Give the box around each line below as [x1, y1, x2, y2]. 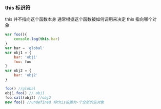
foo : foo [14, 59, 32, 64]
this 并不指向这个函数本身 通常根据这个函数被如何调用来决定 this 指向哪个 [5, 16, 153, 22]
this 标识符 [5, 4, 31, 11]
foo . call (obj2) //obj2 [5, 95, 51, 100]
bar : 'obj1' [14, 54, 38, 59]
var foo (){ [5, 32, 27, 37]
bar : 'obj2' [14, 73, 38, 78]
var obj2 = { [5, 68, 32, 73]
